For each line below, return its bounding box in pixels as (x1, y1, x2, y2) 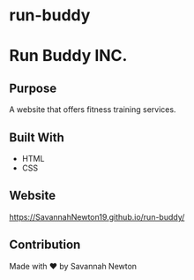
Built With (9, 130, 64, 145)
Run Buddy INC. (9, 46, 128, 66)
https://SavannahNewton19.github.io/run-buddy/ (9, 211, 185, 222)
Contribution (9, 238, 81, 253)
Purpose (9, 80, 57, 95)
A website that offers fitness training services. (9, 104, 176, 115)
